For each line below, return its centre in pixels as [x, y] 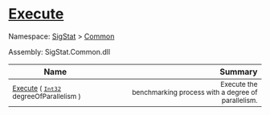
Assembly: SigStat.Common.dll [59, 51]
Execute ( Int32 [37, 88]
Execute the [239, 84]
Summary [239, 72]
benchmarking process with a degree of [195, 92]
